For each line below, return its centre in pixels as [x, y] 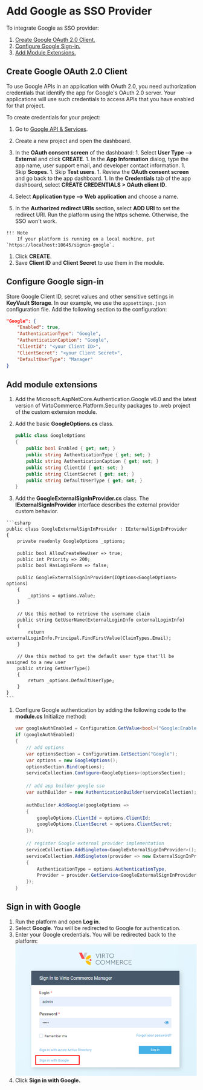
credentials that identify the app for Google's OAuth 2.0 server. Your [91, 93]
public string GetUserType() [54, 669]
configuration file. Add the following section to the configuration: [87, 309]
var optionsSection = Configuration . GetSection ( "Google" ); [102, 754]
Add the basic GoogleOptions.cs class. [64, 424]
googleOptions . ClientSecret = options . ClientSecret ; [105, 824]
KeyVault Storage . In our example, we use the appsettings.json [86, 303]
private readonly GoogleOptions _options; [71, 541]
